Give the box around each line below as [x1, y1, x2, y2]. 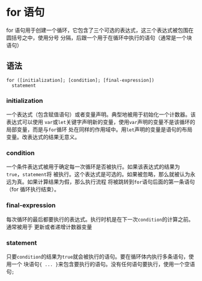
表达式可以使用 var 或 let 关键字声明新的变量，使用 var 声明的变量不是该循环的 [6, 119, 195, 126]
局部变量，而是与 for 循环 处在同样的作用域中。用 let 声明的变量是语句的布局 [6, 126, 192, 133]
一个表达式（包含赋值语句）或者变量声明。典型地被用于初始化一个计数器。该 [6, 111, 196, 118]
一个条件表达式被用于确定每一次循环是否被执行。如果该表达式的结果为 [6, 163, 180, 170]
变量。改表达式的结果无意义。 [6, 134, 80, 141]
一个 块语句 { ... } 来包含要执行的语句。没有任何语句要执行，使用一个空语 [11, 260, 195, 268]
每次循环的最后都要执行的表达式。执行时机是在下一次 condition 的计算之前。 [6, 215, 194, 223]
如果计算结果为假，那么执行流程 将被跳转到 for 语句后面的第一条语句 [26, 178, 195, 185]
